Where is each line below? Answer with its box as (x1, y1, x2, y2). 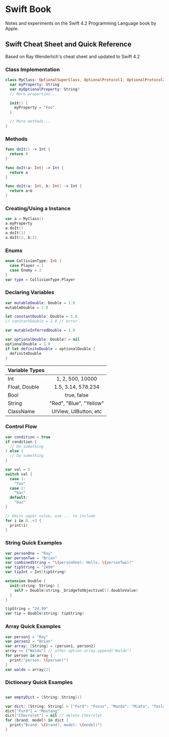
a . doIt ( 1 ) (5, 230, 26, 236)
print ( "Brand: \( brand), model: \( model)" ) (10, 722, 102, 727)
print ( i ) (10, 523, 28, 528)
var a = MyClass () (5, 216, 44, 222)
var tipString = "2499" (5, 565, 55, 570)
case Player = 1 (10, 263, 44, 268)
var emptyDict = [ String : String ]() (5, 695, 82, 700)
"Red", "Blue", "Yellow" (49, 400, 104, 407)
